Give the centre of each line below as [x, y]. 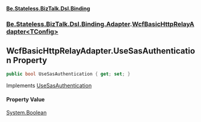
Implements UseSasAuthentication [49, 86]
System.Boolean [26, 113]
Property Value [26, 99]
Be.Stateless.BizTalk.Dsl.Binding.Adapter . [69, 24]
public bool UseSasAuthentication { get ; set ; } [68, 74]
